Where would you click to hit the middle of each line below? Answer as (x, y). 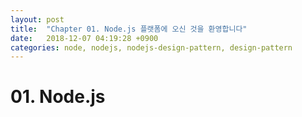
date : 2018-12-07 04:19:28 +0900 (84, 38)
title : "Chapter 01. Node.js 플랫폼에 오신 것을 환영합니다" (129, 29)
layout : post (37, 19)
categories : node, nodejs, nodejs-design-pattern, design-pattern (151, 47)
